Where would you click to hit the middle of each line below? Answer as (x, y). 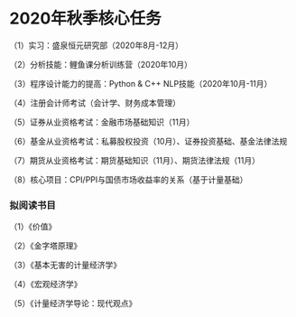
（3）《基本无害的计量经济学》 (65, 265)
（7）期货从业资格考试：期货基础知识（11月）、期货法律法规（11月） (134, 160)
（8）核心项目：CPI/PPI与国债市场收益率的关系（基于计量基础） (129, 179)
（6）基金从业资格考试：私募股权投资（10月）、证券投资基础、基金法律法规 (148, 141)
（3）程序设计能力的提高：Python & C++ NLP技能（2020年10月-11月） (141, 83)
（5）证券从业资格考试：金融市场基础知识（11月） (102, 122)
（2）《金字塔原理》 (46, 246)
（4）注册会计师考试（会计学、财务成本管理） (95, 103)
